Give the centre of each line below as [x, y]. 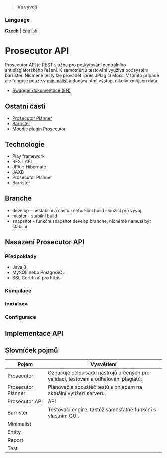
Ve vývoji [27, 7]
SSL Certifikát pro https [36, 278]
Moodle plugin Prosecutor [39, 129]
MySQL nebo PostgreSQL [39, 272]
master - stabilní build [35, 216]
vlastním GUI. [63, 416]
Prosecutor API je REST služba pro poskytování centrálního [66, 65]
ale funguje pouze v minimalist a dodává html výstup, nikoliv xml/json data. [82, 81]
